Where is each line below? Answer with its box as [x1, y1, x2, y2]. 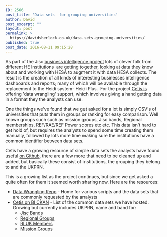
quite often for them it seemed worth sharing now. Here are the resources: [5, 179, 159, 185]
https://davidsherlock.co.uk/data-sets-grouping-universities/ [10, 36, 145, 41]
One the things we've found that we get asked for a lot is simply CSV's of [5, 106, 157, 112]
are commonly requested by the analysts [12, 194, 97, 200]
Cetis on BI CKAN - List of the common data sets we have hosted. [12, 199, 149, 205]
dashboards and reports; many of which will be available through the [5, 80, 147, 86]
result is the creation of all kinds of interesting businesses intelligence [5, 74, 150, 81]
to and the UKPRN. [5, 164, 44, 170]
